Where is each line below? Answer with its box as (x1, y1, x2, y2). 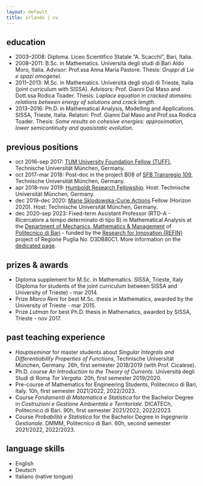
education (6, 37, 46, 47)
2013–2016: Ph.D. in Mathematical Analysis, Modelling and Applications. (15, 105, 195, 113)
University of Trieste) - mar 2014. (15, 288, 98, 296)
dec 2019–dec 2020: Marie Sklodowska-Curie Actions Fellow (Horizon (15, 197, 191, 204)
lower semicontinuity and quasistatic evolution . (15, 124, 134, 131)
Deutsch (15, 466, 36, 473)
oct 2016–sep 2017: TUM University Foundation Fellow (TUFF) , (15, 158, 172, 165)
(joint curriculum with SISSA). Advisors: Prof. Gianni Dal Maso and (15, 86, 181, 93)
